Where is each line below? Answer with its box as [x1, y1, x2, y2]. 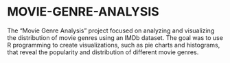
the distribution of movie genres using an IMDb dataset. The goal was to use [7, 33, 223, 41]
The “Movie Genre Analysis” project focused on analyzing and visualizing [7, 26, 215, 35]
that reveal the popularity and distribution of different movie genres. [7, 48, 199, 56]
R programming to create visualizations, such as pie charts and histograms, [7, 41, 220, 49]
